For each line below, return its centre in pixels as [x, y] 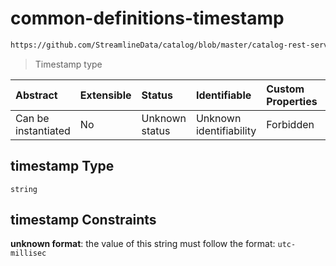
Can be [32, 118]
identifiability [226, 130]
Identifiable [223, 95]
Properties [292, 101]
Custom [285, 89]
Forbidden [290, 124]
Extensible [105, 95]
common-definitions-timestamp [147, 18]
